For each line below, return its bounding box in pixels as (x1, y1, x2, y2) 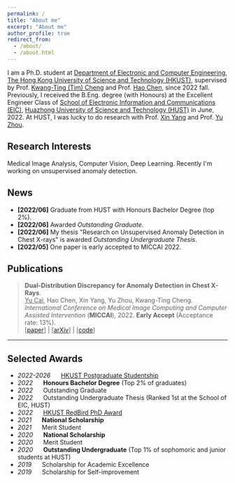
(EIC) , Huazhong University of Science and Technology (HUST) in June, (7, 106, 215, 114)
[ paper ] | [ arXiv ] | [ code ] (24, 326, 96, 334)
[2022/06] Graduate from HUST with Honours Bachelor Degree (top (17, 206, 215, 214)
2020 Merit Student (17, 438, 83, 447)
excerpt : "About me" (7, 23, 68, 30)
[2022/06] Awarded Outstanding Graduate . (17, 220, 144, 229)
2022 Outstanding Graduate (17, 386, 107, 395)
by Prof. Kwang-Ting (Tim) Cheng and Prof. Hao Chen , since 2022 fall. (7, 83, 210, 92)
